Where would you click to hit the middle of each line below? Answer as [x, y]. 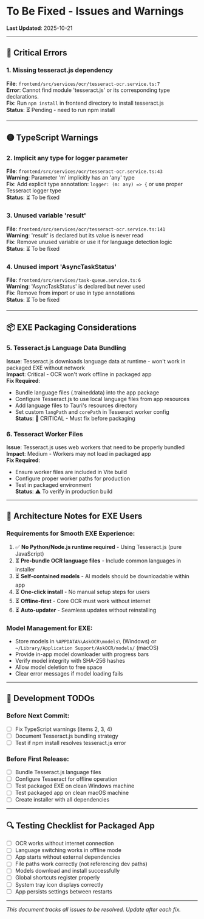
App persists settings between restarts [63, 891]
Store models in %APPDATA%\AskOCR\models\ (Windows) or [86, 641]
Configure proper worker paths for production [73, 478]
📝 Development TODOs [51, 698]
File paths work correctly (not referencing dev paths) [81, 864]
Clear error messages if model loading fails [69, 673]
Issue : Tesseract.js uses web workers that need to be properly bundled [96, 447]
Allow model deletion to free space [59, 667]
